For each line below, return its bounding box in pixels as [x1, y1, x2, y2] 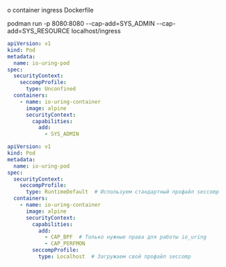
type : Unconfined [25, 86, 76, 92]
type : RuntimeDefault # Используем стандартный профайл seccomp [25, 188, 219, 195]
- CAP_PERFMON [44, 240, 86, 248]
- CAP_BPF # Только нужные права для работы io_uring [44, 234, 207, 241]
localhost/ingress [71, 27, 121, 35]
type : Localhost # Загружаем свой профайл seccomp [38, 253, 191, 260]
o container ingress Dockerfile [7, 6, 94, 14]
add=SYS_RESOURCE [7, 27, 70, 35]
